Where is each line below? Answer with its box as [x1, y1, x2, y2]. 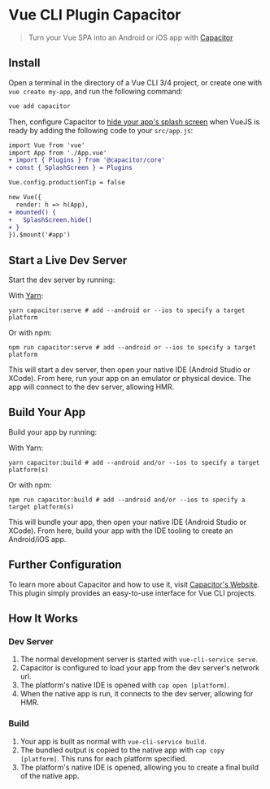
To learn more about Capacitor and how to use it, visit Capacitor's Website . [8, 579, 260, 589]
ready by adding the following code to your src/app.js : [8, 125, 194, 135]
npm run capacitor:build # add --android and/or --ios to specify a [8, 496, 246, 504]
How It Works [8, 612, 79, 626]
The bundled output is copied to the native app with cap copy [20, 745, 225, 755]
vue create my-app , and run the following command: [8, 86, 183, 96]
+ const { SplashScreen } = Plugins [8, 164, 133, 172]
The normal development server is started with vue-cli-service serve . [20, 654, 258, 664]
